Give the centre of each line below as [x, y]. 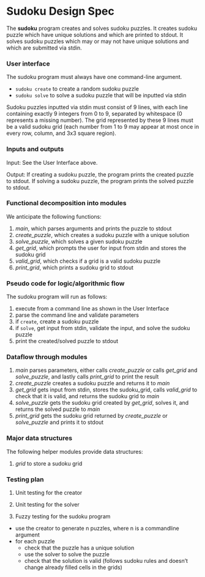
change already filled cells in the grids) [73, 567]
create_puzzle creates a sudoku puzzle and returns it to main [92, 383]
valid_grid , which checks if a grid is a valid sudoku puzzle [88, 261]
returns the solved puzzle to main [58, 409]
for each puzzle [35, 541]
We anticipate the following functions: [54, 216]
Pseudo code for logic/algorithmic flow [65, 283]
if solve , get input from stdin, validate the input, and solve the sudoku [102, 328]
